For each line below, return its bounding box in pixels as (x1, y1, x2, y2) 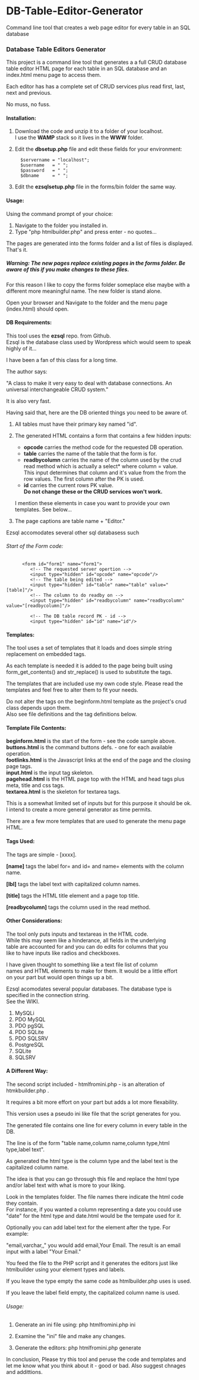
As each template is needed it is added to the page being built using (6, 662, 173, 669)
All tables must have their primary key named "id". (14, 420, 138, 428)
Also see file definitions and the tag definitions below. (6, 711, 137, 718)
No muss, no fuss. (6, 101, 51, 108)
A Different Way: (6, 1068, 48, 1075)
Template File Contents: (6, 724, 67, 731)
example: (6, 1230, 29, 1237)
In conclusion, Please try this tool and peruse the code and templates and (6, 1356, 187, 1363)
